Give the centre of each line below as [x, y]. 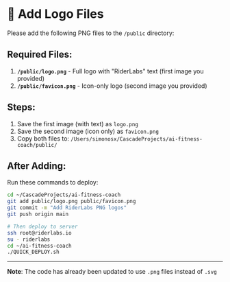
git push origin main [38, 214]
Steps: [21, 107]
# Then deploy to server [42, 226]
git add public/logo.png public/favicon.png [72, 202]
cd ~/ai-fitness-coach [39, 246]
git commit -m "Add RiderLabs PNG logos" [67, 208]
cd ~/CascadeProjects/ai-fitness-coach [64, 195]
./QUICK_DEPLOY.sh [33, 252]
